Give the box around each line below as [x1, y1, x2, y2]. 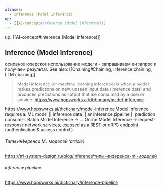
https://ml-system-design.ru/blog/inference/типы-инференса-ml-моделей [5, 153, 157, 159]
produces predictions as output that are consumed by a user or [17, 91, 145, 98]
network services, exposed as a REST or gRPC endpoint [25, 122, 139, 127]
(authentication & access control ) [5, 127, 73, 133]
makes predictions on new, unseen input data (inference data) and [17, 86, 151, 92]
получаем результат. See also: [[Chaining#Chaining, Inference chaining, [5, 66, 152, 72]
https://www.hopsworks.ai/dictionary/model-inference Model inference [5, 106, 149, 112]
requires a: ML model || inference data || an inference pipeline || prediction [5, 111, 156, 117]
